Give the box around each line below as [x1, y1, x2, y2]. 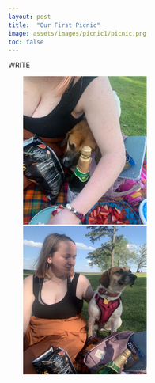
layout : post [8, 13, 51, 21]
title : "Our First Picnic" [8, 21, 101, 29]
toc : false [8, 38, 44, 46]
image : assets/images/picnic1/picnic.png [8, 29, 147, 37]
